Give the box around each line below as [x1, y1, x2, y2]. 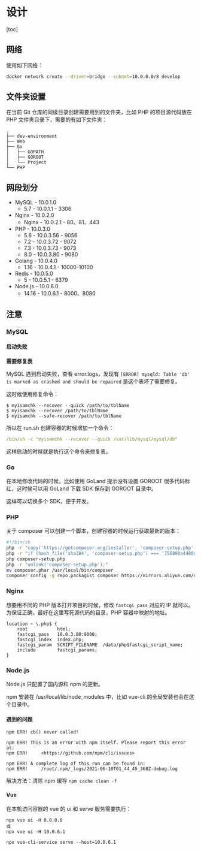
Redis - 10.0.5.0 [14, 270, 54, 277]
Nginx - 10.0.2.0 [14, 212, 54, 219]
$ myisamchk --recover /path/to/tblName [6, 408, 109, 414]
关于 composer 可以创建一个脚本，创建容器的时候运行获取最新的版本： [6, 527, 181, 535]
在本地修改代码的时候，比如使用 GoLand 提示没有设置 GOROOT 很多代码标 [6, 477, 190, 484]
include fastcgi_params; [17, 647, 98, 653]
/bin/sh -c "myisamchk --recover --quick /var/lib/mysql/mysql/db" [6, 436, 178, 442]
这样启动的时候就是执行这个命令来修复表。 [6, 448, 111, 455]
